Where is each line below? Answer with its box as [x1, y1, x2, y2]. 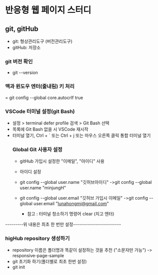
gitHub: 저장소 [12, 45, 41, 50]
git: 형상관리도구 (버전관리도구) [12, 38, 73, 44]
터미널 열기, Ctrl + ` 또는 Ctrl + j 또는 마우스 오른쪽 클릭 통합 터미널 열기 [12, 132, 151, 138]
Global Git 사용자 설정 [12, 146, 63, 153]
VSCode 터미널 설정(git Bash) [5, 108, 75, 114]
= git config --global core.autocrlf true [5, 95, 83, 101]
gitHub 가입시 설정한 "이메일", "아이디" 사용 [19, 158, 105, 164]
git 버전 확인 [5, 58, 33, 65]
